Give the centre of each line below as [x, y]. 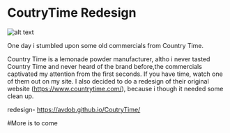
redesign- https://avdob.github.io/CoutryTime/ [74, 109]
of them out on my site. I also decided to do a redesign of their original [108, 81]
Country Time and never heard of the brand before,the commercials [105, 66]
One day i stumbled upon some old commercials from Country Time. [106, 45]
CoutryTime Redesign [72, 13]
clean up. [21, 96]
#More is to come [32, 123]
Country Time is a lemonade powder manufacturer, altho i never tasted [109, 59]
